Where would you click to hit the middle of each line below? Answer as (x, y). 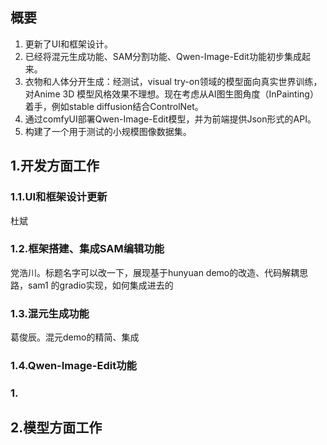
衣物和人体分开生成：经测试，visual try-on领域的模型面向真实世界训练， (173, 81)
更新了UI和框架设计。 (68, 44)
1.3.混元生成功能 (50, 313)
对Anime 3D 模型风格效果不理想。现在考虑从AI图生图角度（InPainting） (171, 94)
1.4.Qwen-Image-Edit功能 (73, 366)
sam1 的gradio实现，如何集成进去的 (100, 285)
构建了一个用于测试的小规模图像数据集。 (108, 131)
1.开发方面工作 (55, 166)
